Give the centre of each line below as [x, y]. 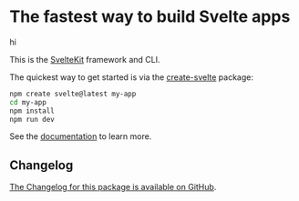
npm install [32, 111]
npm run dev [32, 119]
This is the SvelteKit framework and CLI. [85, 59]
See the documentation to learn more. [81, 136]
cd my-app [28, 102]
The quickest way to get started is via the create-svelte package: [131, 77]
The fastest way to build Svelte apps [150, 17]
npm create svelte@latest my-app [73, 94]
